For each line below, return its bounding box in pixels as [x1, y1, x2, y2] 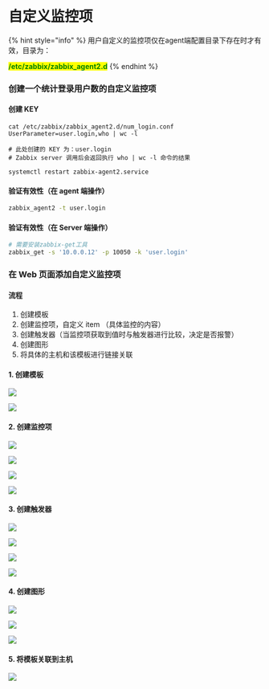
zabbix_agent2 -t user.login [8, 204, 106, 213]
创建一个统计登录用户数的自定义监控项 [8, 83, 157, 94]
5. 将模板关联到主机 [8, 654, 73, 663]
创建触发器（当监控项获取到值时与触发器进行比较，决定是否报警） [19, 330, 238, 340]
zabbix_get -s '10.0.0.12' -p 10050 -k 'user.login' [8, 248, 189, 257]
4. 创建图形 [8, 587, 46, 597]
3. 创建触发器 [8, 504, 52, 514]
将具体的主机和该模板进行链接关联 [19, 350, 133, 360]
